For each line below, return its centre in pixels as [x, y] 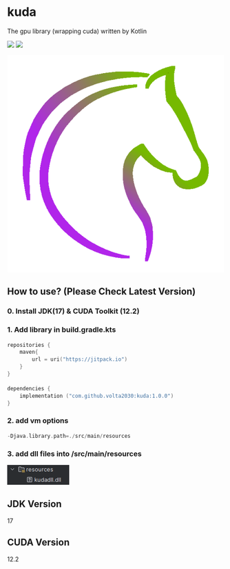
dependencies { [29, 388]
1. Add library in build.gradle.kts [62, 330]
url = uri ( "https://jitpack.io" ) [80, 359]
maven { [29, 352]
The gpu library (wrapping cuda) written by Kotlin [77, 31]
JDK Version [34, 504]
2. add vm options [38, 421]
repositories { [29, 345]
